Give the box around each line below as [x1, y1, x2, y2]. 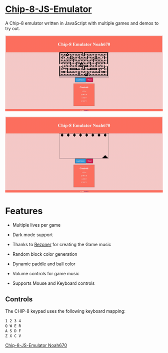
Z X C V [5, 333, 21, 338]
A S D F [5, 328, 21, 333]
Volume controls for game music [12, 271, 80, 277]
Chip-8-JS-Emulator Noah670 [5, 342, 67, 348]
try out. [5, 25, 20, 31]
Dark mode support [12, 232, 53, 238]
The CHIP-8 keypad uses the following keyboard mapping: [5, 308, 126, 314]
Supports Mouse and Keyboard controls [12, 280, 95, 286]
